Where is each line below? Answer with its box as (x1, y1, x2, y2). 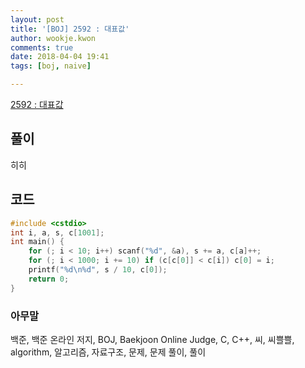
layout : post (10, 14, 65, 25)
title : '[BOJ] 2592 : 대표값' (10, 24, 130, 34)
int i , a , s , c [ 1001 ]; (10, 227, 105, 238)
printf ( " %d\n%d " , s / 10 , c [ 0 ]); (28, 265, 168, 275)
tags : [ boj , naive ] (10, 61, 92, 71)
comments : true (10, 42, 74, 53)
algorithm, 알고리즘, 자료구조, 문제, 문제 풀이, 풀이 (10, 346, 207, 358)
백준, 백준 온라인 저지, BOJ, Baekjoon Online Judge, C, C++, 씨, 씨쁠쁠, (10, 333, 295, 345)
